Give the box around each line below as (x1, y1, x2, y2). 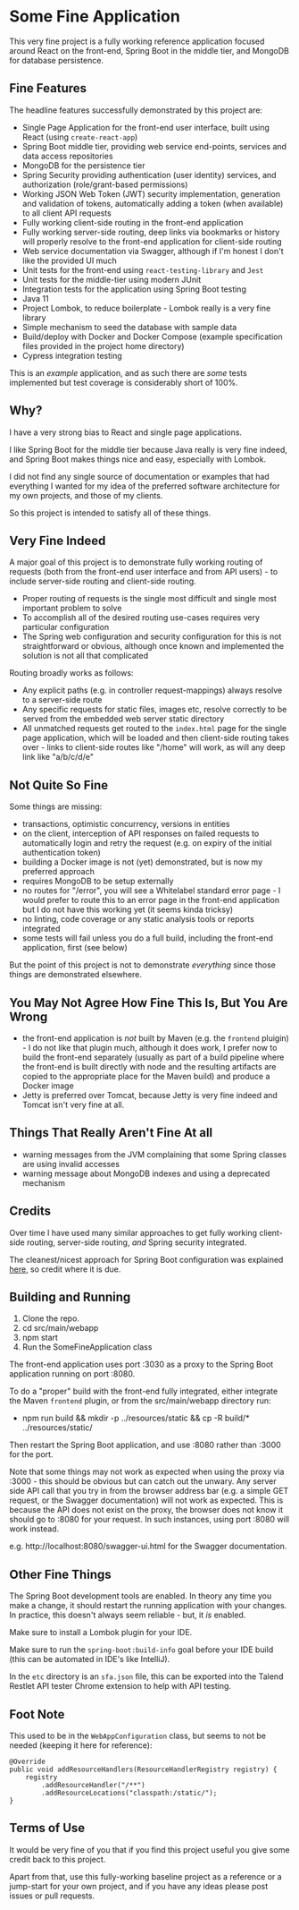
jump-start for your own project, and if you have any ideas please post (9, 1880, 269, 1891)
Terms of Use (9, 1820, 86, 1836)
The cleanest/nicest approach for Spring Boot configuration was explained (9, 1254, 284, 1265)
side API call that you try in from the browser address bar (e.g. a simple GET (9, 1486, 289, 1496)
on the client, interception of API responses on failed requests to (21, 828, 260, 839)
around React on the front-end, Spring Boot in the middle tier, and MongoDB (9, 45, 290, 55)
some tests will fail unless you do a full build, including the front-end (21, 933, 274, 943)
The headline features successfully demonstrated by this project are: (9, 105, 263, 115)
